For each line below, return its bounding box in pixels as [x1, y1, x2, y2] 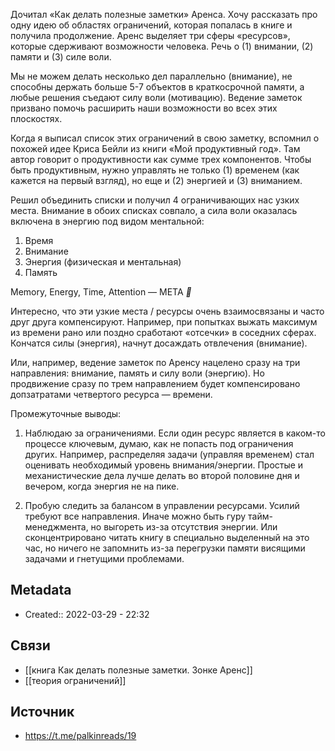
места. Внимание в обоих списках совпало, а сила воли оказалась [10, 205, 298, 216]
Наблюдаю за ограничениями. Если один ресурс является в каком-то [24, 427, 326, 439]
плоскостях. [10, 113, 63, 124]
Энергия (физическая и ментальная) [24, 256, 182, 268]
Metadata [10, 582, 72, 599]
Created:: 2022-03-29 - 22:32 [24, 608, 150, 620]
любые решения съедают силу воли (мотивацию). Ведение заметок [10, 92, 303, 103]
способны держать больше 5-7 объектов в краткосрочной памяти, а [10, 81, 305, 93]
